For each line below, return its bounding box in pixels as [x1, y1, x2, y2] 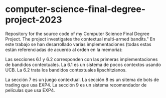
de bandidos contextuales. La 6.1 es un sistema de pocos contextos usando [5, 61, 161, 67]
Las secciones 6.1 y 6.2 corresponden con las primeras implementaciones [5, 56, 158, 62]
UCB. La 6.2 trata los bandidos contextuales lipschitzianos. [5, 66, 127, 73]
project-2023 [5, 14, 62, 25]
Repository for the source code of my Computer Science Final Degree [5, 30, 149, 36]
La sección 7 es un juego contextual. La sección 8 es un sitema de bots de [5, 76, 159, 82]
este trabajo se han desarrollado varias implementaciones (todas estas [5, 41, 151, 47]
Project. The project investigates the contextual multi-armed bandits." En [5, 36, 155, 42]
